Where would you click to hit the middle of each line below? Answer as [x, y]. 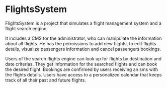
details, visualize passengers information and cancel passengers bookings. [83, 49]
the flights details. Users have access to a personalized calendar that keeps [83, 74]
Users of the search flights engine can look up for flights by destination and [83, 58]
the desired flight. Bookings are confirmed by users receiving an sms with [82, 69]
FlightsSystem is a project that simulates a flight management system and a [83, 23]
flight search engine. [27, 28]
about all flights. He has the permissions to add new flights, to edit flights [81, 43]
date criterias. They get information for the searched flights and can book [81, 64]
